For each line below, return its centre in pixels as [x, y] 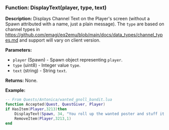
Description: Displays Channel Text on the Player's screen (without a [77, 19]
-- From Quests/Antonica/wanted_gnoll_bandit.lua [59, 100]
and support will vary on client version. [60, 40]
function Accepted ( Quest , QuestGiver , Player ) [55, 105]
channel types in [23, 29]
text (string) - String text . [40, 71]
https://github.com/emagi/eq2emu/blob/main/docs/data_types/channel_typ [84, 35]
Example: [15, 90]
